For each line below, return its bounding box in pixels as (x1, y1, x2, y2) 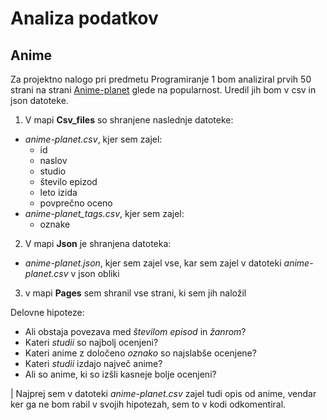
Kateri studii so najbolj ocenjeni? (24, 337, 159, 348)
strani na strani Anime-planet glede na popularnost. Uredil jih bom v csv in (10, 84, 317, 96)
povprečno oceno (39, 197, 113, 209)
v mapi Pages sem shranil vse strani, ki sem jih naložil (24, 287, 247, 299)
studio (39, 165, 67, 177)
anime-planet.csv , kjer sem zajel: (24, 133, 163, 145)
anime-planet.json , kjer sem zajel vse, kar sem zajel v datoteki (24, 257, 282, 269)
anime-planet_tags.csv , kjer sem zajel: (24, 208, 185, 219)
